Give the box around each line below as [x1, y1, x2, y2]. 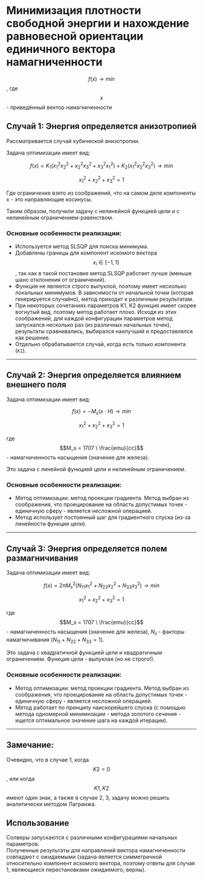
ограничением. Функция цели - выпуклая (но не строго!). [6, 655, 155, 663]
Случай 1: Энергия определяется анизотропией [6, 121, 197, 132]
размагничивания [6, 553, 79, 563]
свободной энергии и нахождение [6, 16, 190, 30]
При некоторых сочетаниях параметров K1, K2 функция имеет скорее [14, 301, 196, 309]
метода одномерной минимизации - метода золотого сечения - [14, 710, 181, 717]
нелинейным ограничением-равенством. [6, 213, 114, 221]
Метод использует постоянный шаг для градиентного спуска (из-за [14, 513, 191, 521]
